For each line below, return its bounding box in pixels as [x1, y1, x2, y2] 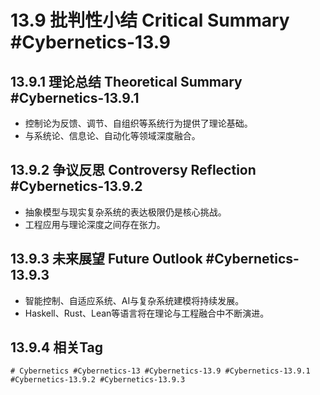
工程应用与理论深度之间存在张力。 [24, 218, 166, 230]
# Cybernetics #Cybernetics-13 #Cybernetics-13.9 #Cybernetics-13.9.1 [10, 366, 311, 376]
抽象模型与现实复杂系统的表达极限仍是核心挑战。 [24, 206, 227, 218]
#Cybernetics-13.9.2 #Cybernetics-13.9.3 [10, 375, 186, 385]
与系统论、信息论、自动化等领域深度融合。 [24, 130, 201, 141]
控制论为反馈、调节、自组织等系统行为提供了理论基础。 [24, 117, 253, 129]
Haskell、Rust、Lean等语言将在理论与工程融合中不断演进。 [24, 307, 270, 319]
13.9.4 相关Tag [10, 339, 104, 356]
